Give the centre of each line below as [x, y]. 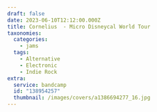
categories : [31, 40]
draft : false [26, 14]
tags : [22, 53]
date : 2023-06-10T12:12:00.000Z [54, 20]
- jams [29, 46]
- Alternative [40, 59]
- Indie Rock [39, 72]
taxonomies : [24, 33]
